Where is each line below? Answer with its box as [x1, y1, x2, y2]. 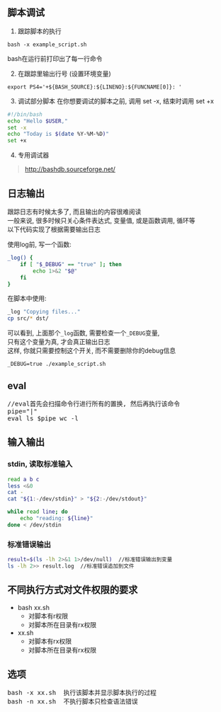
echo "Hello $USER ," [7, 117, 69, 125]
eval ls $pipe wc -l [7, 414, 79, 423]
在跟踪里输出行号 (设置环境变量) [17, 69, 111, 78]
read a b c [7, 476, 40, 483]
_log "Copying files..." [7, 309, 81, 316]
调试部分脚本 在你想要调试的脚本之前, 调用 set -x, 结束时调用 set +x [17, 96, 215, 105]
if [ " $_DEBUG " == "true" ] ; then [20, 260, 122, 268]
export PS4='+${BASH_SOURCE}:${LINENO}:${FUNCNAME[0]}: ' [7, 84, 182, 91]
